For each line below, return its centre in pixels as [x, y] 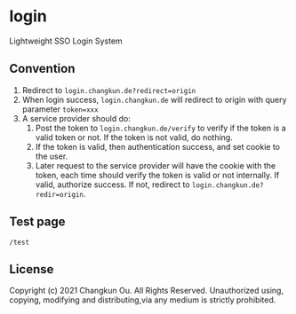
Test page [37, 222]
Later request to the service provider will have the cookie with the [156, 165]
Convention [42, 69]
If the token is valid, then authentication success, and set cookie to [158, 146]
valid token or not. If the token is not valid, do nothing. [134, 137]
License [32, 269]
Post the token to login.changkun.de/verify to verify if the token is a [160, 128]
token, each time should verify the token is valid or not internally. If [157, 175]
